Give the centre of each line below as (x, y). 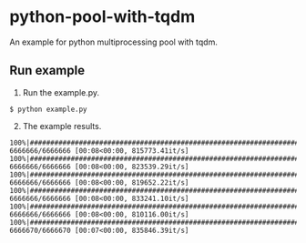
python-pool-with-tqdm (102, 17)
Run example (47, 71)
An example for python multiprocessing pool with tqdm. (114, 42)
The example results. (62, 126)
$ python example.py (49, 109)
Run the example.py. (61, 92)
